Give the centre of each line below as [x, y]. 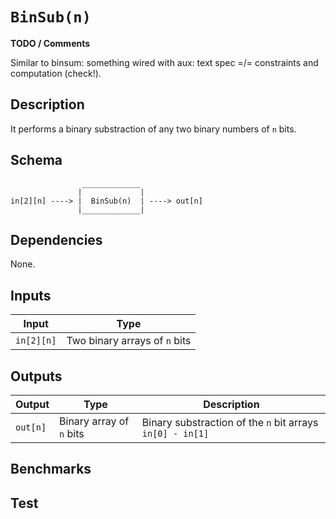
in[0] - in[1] [175, 433]
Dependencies [56, 239]
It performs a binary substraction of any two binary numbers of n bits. [153, 129]
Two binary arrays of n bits [129, 341]
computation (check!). [56, 73]
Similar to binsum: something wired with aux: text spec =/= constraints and [164, 62]
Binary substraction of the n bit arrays [230, 422]
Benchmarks [51, 469]
